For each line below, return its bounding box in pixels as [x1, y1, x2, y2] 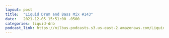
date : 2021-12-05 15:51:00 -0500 [5, 16, 80, 21]
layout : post [5, 7, 33, 12]
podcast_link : [5, 26, 35, 31]
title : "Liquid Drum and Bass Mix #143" [5, 12, 94, 17]
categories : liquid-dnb [5, 21, 55, 26]
